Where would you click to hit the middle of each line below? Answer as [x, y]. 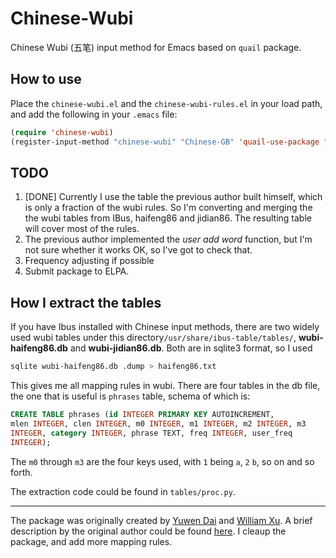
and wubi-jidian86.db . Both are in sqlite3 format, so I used [191, 348]
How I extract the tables [86, 302]
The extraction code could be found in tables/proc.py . [123, 491]
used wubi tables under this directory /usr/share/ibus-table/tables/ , [153, 338]
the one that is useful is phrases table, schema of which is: [130, 396]
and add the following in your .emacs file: [94, 114]
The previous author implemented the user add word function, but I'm [168, 239]
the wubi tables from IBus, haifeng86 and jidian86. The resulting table [168, 218]
